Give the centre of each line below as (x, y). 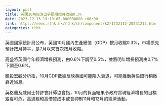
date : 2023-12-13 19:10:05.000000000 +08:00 (52, 19)
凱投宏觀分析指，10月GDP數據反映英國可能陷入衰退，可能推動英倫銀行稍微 (81, 76)
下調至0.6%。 (19, 66)
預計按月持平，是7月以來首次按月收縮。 (45, 49)
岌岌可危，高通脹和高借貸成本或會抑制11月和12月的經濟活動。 (67, 99)
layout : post (19, 10)
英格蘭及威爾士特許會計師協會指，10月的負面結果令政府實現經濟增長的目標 (81, 93)
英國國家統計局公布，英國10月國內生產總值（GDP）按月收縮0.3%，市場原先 (82, 43)
